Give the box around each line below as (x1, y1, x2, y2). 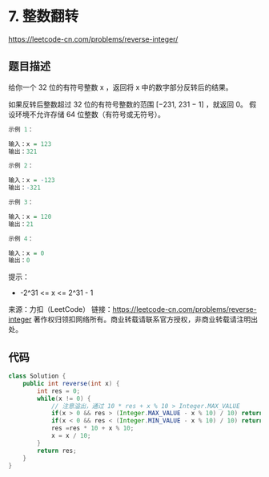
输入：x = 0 (8, 249, 45, 257)
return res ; (37, 447, 78, 455)
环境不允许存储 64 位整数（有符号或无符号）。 (14, 109, 166, 119)
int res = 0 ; (37, 386, 81, 395)
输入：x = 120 (8, 212, 52, 220)
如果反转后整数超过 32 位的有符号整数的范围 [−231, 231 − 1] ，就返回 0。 (8, 99, 248, 109)
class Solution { (8, 372, 66, 381)
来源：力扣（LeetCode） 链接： (8, 305, 114, 314)
